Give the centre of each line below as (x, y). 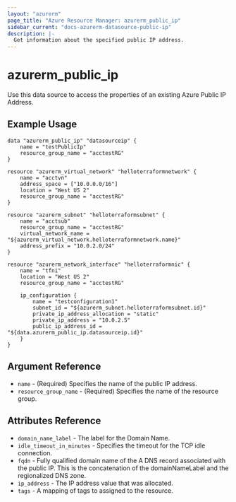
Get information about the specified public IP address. (99, 40)
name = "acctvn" (44, 177)
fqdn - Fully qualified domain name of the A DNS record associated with (122, 460)
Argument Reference (54, 367)
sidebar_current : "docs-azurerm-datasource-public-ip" (89, 27)
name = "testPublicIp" (53, 147)
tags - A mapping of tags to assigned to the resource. (95, 490)
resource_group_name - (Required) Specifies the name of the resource (118, 391)
